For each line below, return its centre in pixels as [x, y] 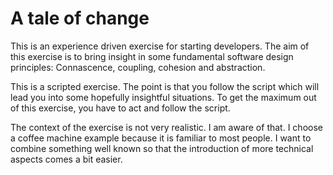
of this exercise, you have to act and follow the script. [120, 108]
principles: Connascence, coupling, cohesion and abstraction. [138, 67]
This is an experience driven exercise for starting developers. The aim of [160, 46]
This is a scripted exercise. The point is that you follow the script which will [165, 86]
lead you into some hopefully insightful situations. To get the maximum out [163, 97]
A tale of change [80, 18]
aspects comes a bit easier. [66, 159]
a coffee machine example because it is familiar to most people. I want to [161, 138]
